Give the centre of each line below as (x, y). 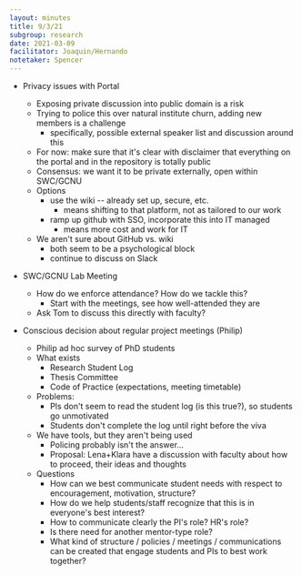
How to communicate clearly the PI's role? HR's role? (149, 522)
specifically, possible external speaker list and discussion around (171, 132)
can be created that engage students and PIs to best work (159, 551)
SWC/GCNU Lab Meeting (70, 276)
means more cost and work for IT (126, 229)
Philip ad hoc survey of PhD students (106, 348)
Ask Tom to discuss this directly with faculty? (121, 313)
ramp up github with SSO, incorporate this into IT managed (160, 220)
